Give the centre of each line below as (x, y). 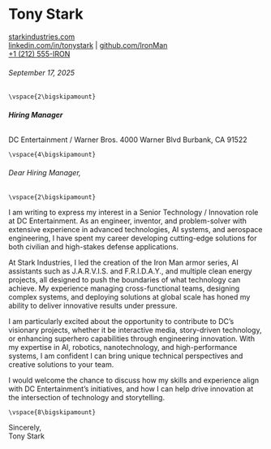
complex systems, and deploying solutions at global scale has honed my (129, 296)
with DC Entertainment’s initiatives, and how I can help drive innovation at (131, 389)
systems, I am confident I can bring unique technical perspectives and (126, 356)
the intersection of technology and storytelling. (86, 397)
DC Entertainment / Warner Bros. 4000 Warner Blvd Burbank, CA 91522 (128, 140)
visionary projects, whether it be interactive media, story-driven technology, (135, 330)
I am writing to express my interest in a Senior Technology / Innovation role (133, 212)
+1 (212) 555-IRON (39, 54)
